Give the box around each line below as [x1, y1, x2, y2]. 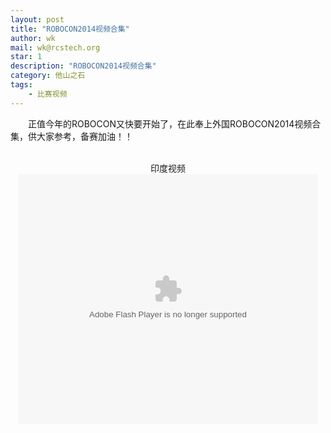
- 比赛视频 [28, 89, 68, 99]
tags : [10, 80, 33, 90]
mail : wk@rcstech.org [10, 42, 101, 53]
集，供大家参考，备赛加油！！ [10, 130, 133, 142]
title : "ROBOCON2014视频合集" [10, 24, 130, 34]
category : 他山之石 [10, 71, 86, 81]
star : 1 [10, 52, 43, 62]
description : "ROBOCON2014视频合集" [10, 61, 157, 71]
